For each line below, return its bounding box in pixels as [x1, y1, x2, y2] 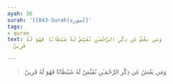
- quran [7, 29, 30, 37]
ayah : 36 [7, 10, 33, 17]
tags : [7, 23, 23, 30]
